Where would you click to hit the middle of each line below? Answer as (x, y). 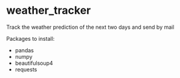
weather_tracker (49, 10)
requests (26, 69)
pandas (24, 50)
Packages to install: (31, 38)
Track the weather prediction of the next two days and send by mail (90, 27)
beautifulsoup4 (34, 63)
